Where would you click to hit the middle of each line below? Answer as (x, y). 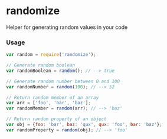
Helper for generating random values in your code (67, 27)
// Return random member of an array (53, 97)
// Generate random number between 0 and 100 (63, 81)
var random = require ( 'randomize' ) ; (51, 55)
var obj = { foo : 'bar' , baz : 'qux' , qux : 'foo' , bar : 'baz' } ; (84, 125)
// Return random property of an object (57, 119)
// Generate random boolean (41, 65)
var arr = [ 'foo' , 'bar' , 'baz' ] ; (49, 103)
